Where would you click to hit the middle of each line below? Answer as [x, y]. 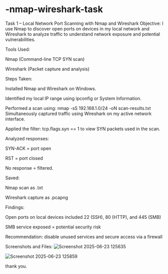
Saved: [13, 178]
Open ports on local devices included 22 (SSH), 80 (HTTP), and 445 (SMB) [83, 217]
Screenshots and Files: [29, 246]
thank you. [16, 266]
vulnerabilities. [20, 40]
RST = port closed [24, 158]
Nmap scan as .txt [24, 187]
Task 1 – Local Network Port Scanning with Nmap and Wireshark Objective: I [85, 23]
